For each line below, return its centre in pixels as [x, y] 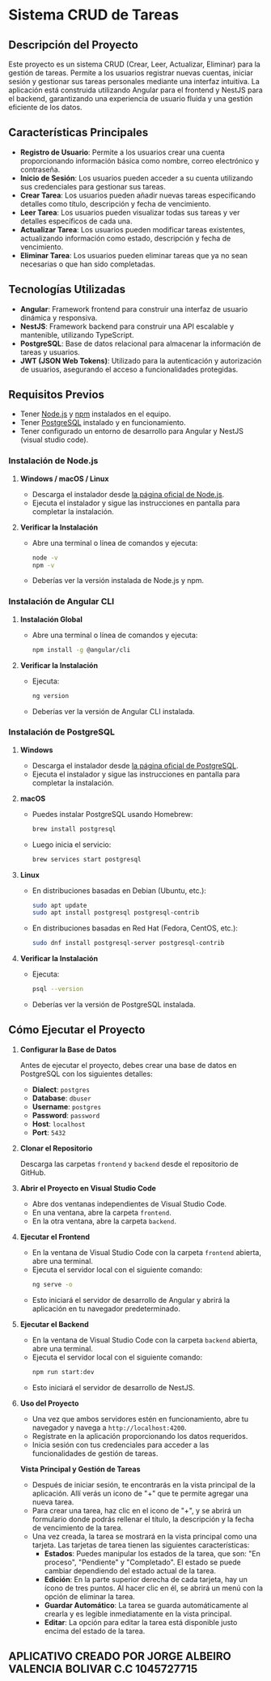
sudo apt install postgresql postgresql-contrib [116, 913]
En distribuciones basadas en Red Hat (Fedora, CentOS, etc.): [135, 928]
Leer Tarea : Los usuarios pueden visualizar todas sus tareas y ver [130, 212]
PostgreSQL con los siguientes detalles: [86, 1074]
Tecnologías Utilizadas [67, 289]
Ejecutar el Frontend [55, 1236]
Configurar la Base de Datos [68, 1049]
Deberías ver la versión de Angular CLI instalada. [114, 711]
